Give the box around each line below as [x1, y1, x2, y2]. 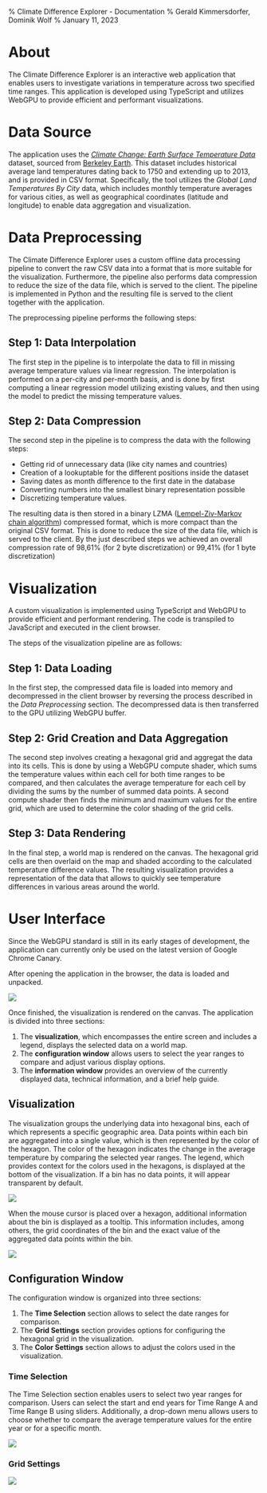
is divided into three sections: [8, 1016, 105, 1025]
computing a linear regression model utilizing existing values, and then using [8, 383, 260, 392]
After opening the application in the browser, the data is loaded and [8, 969, 230, 978]
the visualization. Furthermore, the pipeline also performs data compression [8, 272, 257, 281]
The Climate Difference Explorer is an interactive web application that [8, 70, 236, 79]
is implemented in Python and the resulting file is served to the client [8, 289, 234, 298]
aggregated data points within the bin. [8, 1234, 133, 1244]
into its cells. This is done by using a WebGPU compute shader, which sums [8, 761, 257, 770]
